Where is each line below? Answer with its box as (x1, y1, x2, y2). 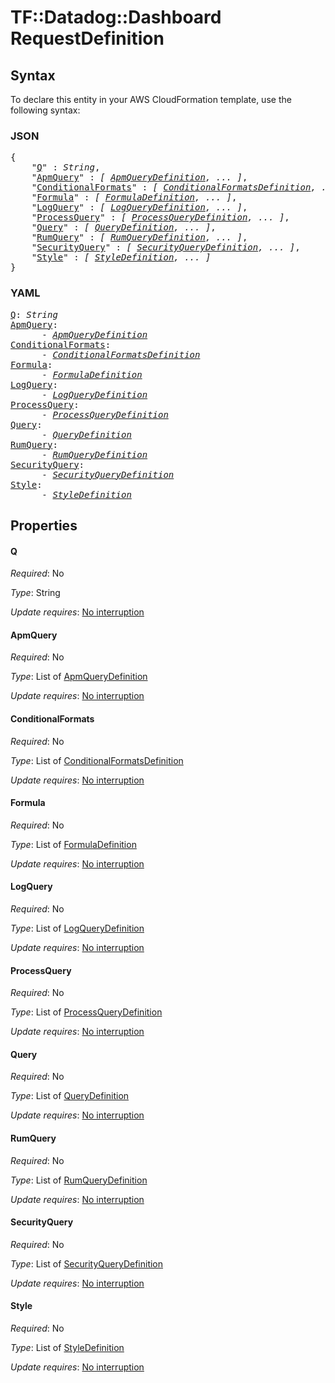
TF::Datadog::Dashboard (10, 6, 222, 29)
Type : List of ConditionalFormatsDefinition (10, 754, 184, 766)
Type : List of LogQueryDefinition (10, 922, 145, 934)
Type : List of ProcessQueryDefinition (10, 1006, 163, 1018)
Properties (10, 517, 78, 534)
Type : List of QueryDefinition (10, 1090, 130, 1102)
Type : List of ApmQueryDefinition (10, 671, 148, 683)
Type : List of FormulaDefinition (10, 838, 137, 850)
